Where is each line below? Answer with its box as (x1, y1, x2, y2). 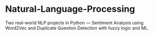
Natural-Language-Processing (5, 3, 135, 15)
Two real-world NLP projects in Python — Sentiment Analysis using (5, 20, 144, 26)
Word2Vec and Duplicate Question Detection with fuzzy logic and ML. (5, 25, 149, 31)
